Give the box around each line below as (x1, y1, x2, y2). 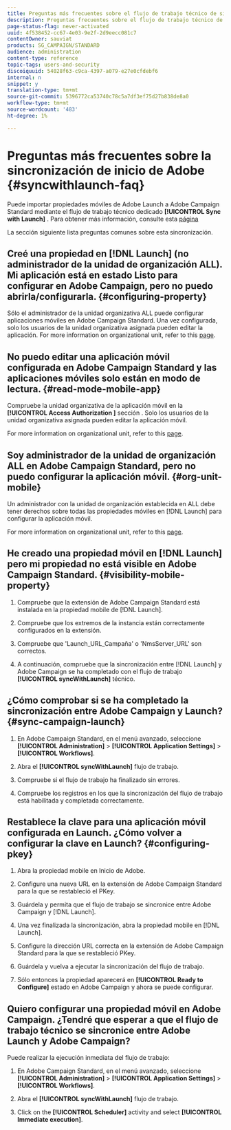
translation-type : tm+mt (7, 87, 78, 94)
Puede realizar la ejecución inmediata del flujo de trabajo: (7, 1054, 170, 1062)
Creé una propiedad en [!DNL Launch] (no (7, 248, 189, 259)
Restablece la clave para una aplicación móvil (7, 816, 206, 828)
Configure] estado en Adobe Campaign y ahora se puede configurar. (16, 983, 214, 991)
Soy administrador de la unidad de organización (7, 449, 217, 461)
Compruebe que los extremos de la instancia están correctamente (16, 618, 205, 627)
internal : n (7, 74, 41, 81)
